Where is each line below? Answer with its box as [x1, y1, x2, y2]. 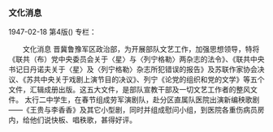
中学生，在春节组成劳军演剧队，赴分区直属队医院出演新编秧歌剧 [45, 95, 260, 104]
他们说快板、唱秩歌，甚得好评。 [29, 115, 136, 125]
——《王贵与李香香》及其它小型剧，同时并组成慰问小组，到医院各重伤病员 [8, 105, 258, 115]
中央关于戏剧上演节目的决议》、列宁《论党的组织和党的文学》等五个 [40, 75, 265, 84]
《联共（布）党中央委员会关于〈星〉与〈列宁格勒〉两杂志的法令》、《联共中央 [8, 54, 265, 64]
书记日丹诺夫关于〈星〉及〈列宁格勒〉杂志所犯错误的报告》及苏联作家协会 [8, 65, 258, 75]
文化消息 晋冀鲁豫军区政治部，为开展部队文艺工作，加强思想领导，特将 [22, 45, 260, 54]
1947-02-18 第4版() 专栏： [8, 27, 97, 37]
